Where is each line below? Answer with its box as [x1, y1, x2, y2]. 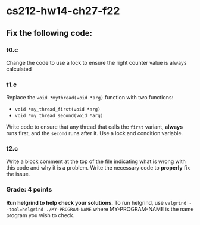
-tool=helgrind [6, 207, 44, 212]
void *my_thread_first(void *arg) [14, 107, 101, 112]
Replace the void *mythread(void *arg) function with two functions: [6, 94, 174, 101]
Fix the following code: [6, 28, 93, 38]
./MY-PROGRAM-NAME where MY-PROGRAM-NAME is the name [46, 205, 194, 212]
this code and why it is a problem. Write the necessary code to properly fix [6, 164, 190, 171]
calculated [6, 65, 32, 73]
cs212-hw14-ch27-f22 [6, 4, 120, 18]
